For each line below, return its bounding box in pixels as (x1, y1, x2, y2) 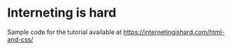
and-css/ (7, 35, 34, 43)
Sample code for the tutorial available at (7, 28, 122, 36)
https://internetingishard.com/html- (123, 28, 225, 36)
